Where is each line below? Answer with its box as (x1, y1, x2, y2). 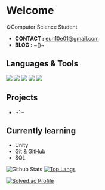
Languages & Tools (6, 59, 79, 69)
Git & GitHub (14, 148, 46, 155)
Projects (6, 93, 38, 103)
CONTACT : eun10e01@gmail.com (14, 35, 100, 42)
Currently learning (6, 125, 76, 136)
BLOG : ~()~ (14, 41, 45, 48)
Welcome (6, 4, 54, 17)
